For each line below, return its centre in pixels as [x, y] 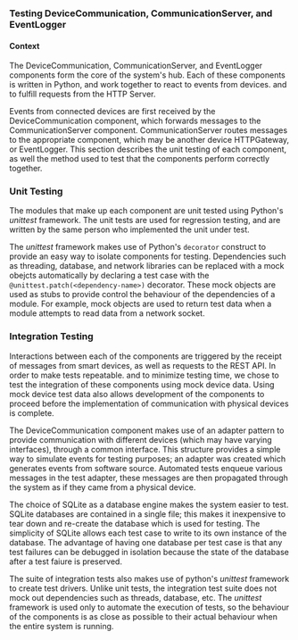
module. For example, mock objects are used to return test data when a [141, 304]
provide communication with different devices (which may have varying [141, 439]
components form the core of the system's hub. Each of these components [147, 75]
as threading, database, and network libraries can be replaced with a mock [147, 266]
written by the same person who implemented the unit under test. [129, 229]
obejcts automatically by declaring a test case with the [109, 276]
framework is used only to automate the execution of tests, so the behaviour [149, 607]
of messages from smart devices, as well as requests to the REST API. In [143, 365]
